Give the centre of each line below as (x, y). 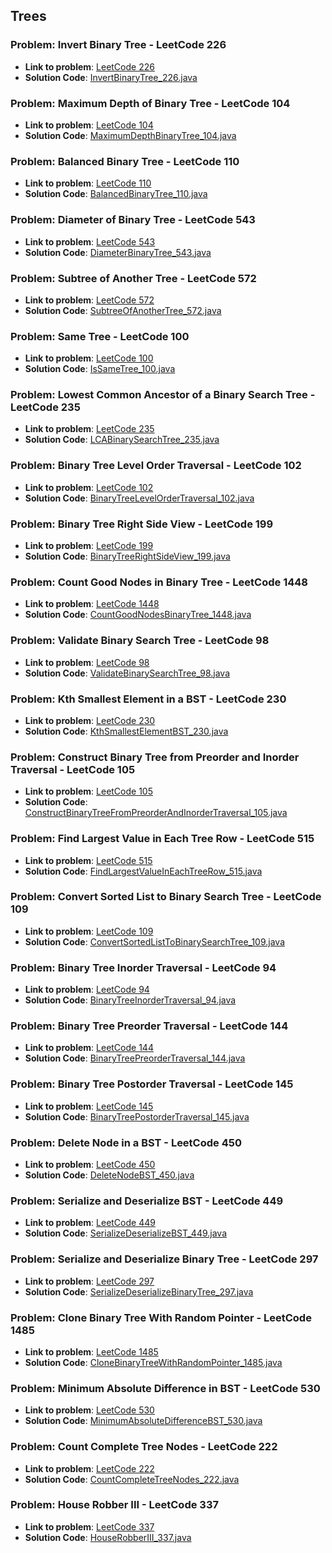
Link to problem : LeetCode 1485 (91, 1351)
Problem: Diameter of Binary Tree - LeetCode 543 (133, 220)
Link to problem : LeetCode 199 (89, 546)
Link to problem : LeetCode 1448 (92, 604)
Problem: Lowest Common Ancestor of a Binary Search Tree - (163, 395)
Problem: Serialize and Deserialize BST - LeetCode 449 (147, 1201)
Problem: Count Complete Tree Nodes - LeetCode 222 (144, 1447)
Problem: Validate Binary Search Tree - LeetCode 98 (140, 641)
